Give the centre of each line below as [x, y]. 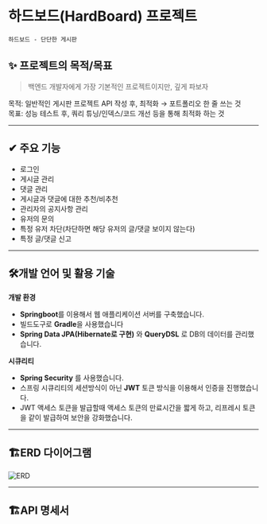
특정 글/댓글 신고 [45, 239]
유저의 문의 [37, 219]
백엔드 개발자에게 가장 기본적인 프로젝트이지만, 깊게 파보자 [118, 86]
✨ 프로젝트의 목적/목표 [60, 66]
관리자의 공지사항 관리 [54, 208]
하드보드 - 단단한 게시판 [43, 39]
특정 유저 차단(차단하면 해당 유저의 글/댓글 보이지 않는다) [107, 228]
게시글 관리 [37, 179]
